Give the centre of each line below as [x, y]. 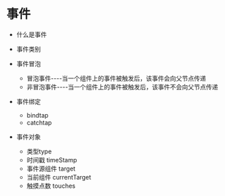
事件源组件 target [51, 168]
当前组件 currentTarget [59, 177]
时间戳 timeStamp [52, 160]
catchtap [39, 122]
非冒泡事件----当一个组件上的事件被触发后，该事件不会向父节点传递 [122, 87]
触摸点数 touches [51, 186]
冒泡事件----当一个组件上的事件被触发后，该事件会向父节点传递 [116, 78]
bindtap [37, 115]
